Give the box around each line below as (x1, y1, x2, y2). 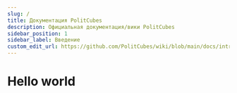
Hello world (7, 73, 76, 89)
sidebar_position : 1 (7, 30, 68, 37)
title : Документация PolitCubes (7, 17, 102, 24)
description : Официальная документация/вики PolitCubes (7, 23, 175, 30)
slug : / (7, 10, 30, 18)
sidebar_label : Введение (7, 37, 80, 44)
